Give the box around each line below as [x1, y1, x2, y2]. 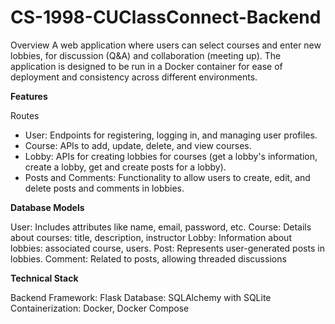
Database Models [10, 201, 85, 213]
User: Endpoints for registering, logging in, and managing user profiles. [24, 129, 318, 141]
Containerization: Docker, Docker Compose [10, 302, 190, 314]
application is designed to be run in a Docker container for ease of [10, 60, 283, 72]
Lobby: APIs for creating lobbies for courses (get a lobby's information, [24, 150, 318, 162]
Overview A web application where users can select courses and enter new [10, 39, 322, 51]
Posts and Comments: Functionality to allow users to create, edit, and [24, 171, 311, 183]
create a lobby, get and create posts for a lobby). [24, 161, 227, 173]
